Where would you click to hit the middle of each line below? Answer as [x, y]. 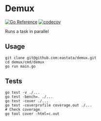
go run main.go [20, 66]
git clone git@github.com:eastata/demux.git [51, 58]
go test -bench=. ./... [29, 97]
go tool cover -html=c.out [32, 114]
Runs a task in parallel [27, 31]
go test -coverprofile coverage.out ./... [49, 105]
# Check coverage [23, 109]
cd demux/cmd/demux [25, 62]
